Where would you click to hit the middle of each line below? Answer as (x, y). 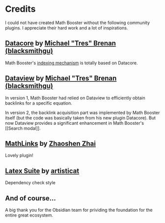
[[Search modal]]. (23, 128)
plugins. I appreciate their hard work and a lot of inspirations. (67, 28)
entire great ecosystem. (29, 215)
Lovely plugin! (19, 155)
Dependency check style (30, 183)
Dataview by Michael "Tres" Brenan (61, 78)
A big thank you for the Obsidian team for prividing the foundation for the (79, 210)
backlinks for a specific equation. (39, 103)
